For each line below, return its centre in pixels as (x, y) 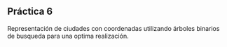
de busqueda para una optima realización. (68, 36)
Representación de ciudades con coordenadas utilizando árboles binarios (113, 28)
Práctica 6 (30, 12)
